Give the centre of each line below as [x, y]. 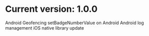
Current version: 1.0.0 [51, 9]
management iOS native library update [45, 28]
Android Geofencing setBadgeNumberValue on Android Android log [75, 23]
